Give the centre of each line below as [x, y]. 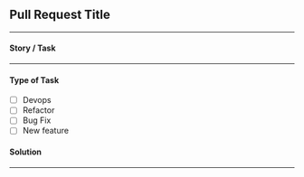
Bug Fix [37, 120]
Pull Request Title [60, 15]
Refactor [38, 110]
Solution [26, 152]
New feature [46, 131]
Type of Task [34, 79]
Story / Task [33, 48]
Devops [37, 100]
